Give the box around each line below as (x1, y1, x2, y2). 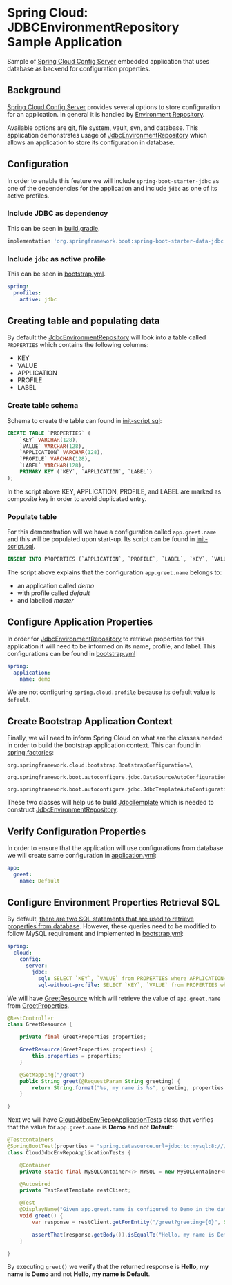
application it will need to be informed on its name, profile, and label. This (7, 641, 216, 650)
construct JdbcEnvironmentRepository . (7, 805, 119, 814)
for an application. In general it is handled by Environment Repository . (7, 110, 205, 118)
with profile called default (17, 589, 90, 597)
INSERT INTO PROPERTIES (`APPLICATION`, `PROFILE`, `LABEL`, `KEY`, (7, 556, 209, 563)
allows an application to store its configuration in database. (7, 138, 175, 147)
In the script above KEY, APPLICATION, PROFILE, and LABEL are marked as (7, 487, 222, 496)
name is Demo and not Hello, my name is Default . (7, 1270, 151, 1278)
